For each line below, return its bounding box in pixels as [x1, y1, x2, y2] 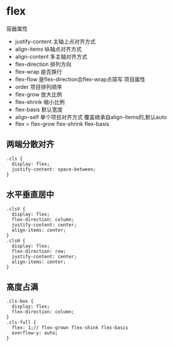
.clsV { [6, 206, 26, 212]
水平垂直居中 [6, 189, 54, 200]
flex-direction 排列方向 [15, 60, 71, 68]
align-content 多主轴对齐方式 [15, 53, 88, 60]
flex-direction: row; [11, 248, 67, 255]
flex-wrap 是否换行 [15, 68, 62, 75]
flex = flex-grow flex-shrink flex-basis [15, 120, 109, 128]
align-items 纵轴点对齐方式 [15, 45, 82, 53]
